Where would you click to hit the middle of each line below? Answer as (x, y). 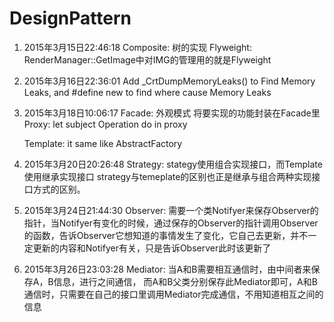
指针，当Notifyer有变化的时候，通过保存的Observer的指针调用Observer (171, 223)
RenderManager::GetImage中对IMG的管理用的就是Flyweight (147, 59)
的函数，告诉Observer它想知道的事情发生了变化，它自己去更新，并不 (166, 235)
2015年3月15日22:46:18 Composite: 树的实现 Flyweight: (137, 47)
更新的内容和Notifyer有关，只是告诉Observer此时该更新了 (152, 248)
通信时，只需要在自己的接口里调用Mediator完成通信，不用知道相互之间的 (173, 294)
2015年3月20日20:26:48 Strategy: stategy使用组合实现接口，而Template (173, 164)
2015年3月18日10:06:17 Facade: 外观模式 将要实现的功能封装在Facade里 (172, 113)
